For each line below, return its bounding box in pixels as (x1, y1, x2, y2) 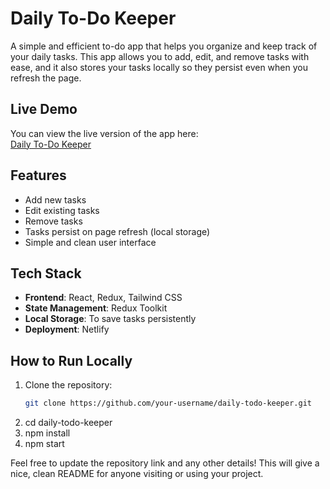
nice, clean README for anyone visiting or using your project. (10, 468, 264, 480)
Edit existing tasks (24, 204, 100, 216)
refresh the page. (10, 72, 82, 84)
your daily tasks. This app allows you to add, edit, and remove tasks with (10, 50, 310, 62)
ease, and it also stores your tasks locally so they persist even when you (10, 61, 308, 73)
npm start (24, 438, 65, 450)
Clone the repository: (24, 379, 113, 391)
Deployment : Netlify (24, 323, 110, 336)
